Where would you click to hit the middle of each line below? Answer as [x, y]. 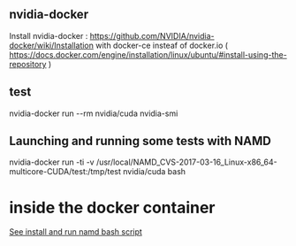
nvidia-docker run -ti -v [52, 162]
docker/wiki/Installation [52, 45]
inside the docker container [112, 208]
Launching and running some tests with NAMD [140, 141]
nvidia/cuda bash [155, 172]
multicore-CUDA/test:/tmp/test [65, 172]
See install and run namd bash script [76, 232]
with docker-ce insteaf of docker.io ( [162, 45]
